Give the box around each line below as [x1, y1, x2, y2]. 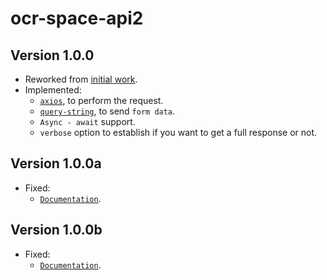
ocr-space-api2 [10, 7, 144, 30]
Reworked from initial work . [24, 73, 138, 85]
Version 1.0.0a [10, 155, 102, 172]
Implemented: [24, 84, 82, 96]
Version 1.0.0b [10, 222, 103, 239]
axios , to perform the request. [39, 95, 164, 106]
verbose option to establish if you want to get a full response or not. [39, 127, 318, 138]
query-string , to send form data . [39, 105, 176, 117]
